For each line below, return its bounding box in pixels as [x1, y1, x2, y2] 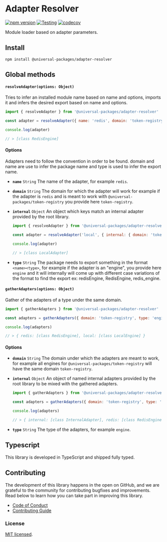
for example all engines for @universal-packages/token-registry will [12, 361, 152, 366]
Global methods [5, 70, 56, 79]
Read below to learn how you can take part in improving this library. [5, 492, 143, 499]
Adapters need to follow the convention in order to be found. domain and [5, 158, 155, 165]
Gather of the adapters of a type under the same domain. [5, 297, 122, 303]
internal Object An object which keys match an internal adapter [12, 208, 144, 214]
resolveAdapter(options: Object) [5, 84, 75, 89]
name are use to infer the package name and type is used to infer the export [5, 164, 162, 170]
